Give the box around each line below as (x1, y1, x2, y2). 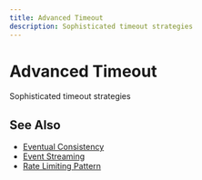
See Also (9, 117, 61, 133)
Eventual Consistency (22, 142, 105, 153)
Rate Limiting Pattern (22, 161, 102, 172)
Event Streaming (22, 151, 86, 162)
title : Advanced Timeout (9, 13, 104, 23)
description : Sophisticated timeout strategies (9, 22, 194, 31)
